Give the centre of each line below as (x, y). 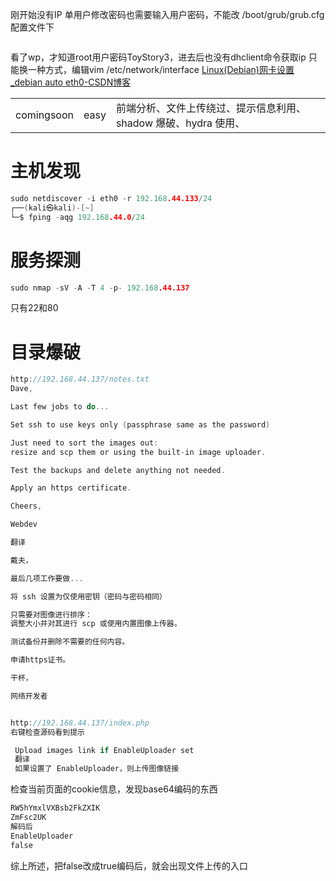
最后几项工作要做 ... (47, 578)
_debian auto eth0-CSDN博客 (71, 82)
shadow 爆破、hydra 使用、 (180, 123)
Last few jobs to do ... (60, 407)
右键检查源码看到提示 (47, 732)
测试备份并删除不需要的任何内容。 (70, 642)
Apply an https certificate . (71, 488)
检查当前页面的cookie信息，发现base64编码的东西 (114, 789)
